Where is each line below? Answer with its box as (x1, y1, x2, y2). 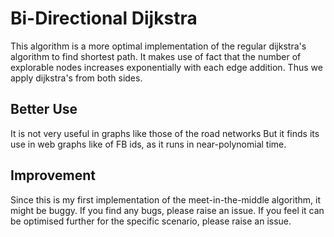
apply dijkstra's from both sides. (10, 72, 143, 84)
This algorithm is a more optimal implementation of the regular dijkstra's (10, 40, 307, 52)
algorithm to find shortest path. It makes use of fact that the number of (10, 50, 302, 62)
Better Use (10, 101, 78, 118)
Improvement (10, 167, 96, 184)
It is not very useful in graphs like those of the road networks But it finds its (10, 127, 320, 139)
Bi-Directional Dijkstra (10, 7, 198, 30)
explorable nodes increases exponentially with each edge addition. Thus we (10, 61, 323, 73)
